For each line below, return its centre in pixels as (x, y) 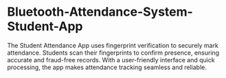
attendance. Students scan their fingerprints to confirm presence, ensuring (113, 53)
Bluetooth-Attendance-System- (100, 12)
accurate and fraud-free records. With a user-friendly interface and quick (111, 60)
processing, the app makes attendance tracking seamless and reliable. (107, 67)
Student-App (45, 26)
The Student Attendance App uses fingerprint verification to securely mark (113, 45)
